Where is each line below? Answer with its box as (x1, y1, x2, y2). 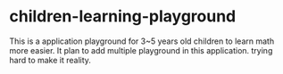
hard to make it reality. (9, 54, 92, 65)
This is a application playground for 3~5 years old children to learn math (9, 36, 275, 46)
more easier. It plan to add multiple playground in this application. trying (9, 45, 273, 55)
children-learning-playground (9, 6, 237, 27)
